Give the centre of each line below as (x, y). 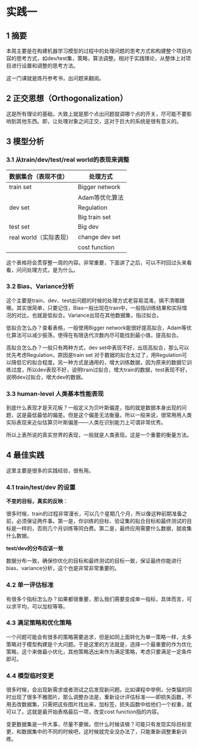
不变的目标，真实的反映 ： (37, 501)
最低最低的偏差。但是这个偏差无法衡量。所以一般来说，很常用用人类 (109, 415)
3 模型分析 (25, 142)
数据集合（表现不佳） (39, 176)
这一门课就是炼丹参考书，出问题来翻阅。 (55, 78)
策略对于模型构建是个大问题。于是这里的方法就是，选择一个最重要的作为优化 (99, 644)
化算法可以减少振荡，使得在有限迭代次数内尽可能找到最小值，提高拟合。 (94, 335)
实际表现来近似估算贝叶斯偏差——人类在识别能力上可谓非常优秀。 (86, 422)
